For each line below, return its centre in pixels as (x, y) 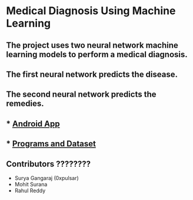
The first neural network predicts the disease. (92, 74)
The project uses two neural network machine (92, 45)
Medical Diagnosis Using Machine (91, 11)
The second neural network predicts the (81, 95)
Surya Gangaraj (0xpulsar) (47, 178)
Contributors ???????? (49, 164)
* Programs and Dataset (51, 144)
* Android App (33, 124)
